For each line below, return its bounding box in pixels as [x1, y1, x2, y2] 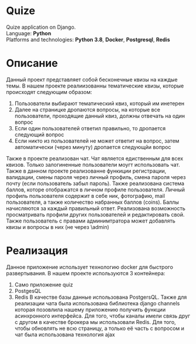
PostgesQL [14, 287, 42, 294]
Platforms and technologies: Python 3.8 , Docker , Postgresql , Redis [6, 36, 170, 43]
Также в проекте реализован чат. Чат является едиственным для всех [6, 154, 184, 162]
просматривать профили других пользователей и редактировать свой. [6, 211, 185, 218]
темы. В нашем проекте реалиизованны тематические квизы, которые [6, 82, 184, 89]
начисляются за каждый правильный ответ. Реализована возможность [6, 204, 186, 212]
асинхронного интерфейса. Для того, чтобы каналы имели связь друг [14, 312, 191, 319]
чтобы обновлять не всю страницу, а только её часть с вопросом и [14, 325, 185, 332]
